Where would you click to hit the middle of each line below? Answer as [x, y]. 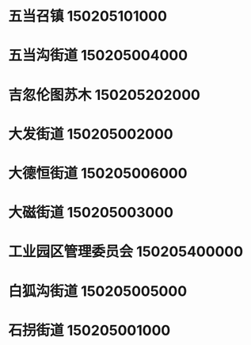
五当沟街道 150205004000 [98, 56]
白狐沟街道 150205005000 [98, 291]
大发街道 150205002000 [91, 134]
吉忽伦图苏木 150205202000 [104, 95]
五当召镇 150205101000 [88, 16]
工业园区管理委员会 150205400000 [126, 252]
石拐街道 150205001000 [89, 330]
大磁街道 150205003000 [91, 213]
